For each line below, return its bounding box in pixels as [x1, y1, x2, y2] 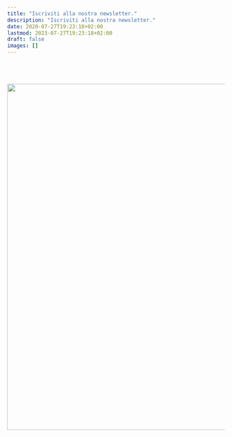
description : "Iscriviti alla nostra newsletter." [7, 17, 156, 24]
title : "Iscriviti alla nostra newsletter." [7, 10, 137, 17]
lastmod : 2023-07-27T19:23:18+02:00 [7, 29, 113, 37]
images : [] [7, 42, 39, 49]
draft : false [7, 36, 45, 43]
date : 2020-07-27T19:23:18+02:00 [7, 23, 104, 30]
